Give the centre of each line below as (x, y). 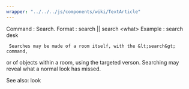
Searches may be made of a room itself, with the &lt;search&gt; (92, 46)
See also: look (24, 80)
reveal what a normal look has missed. (53, 69)
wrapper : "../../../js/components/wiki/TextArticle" (73, 12)
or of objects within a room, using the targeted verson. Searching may (93, 62)
